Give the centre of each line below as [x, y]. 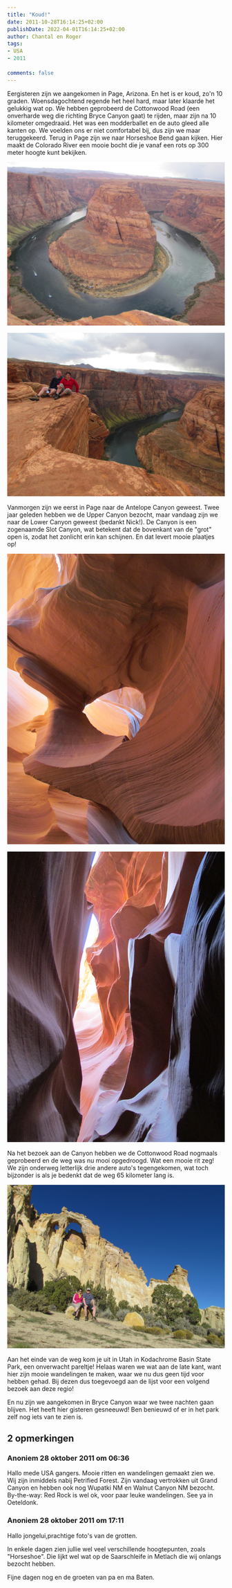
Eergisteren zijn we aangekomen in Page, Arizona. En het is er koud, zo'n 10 [115, 93]
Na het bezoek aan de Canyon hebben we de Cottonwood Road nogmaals [112, 1153]
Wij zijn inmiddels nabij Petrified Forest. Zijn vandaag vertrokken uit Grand [112, 1481]
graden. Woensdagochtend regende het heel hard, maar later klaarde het [111, 101]
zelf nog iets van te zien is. [45, 1416]
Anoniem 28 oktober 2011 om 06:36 [68, 1458]
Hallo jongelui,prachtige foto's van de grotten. [72, 1535]
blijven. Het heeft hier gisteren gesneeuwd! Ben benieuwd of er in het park [113, 1409]
